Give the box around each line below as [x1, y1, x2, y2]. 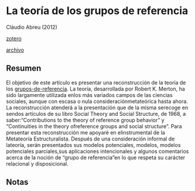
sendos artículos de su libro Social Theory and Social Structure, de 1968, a [6, 110, 186, 117]
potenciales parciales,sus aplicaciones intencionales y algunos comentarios [6, 148, 189, 155]
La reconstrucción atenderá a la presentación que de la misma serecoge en [6, 104, 189, 111]
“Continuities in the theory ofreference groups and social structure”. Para [6, 122, 183, 130]
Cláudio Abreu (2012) [6, 24, 57, 31]
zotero [6, 35, 22, 42]
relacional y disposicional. [6, 160, 69, 167]
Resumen [6, 63, 42, 73]
